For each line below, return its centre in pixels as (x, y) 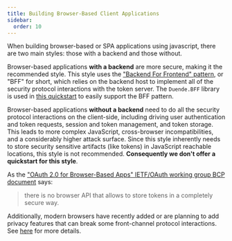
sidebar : (20, 20)
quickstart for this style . (43, 161)
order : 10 (27, 26)
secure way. (42, 203)
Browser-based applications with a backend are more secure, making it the (115, 67)
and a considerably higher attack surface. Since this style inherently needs (114, 139)
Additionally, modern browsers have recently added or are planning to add (113, 216)
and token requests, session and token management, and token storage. (110, 125)
